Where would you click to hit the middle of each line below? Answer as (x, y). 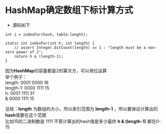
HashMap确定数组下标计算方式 (69, 10)
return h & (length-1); (39, 56)
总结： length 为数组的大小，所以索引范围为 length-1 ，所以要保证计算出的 (82, 108)
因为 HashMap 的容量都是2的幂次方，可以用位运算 (56, 70)
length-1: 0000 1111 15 (27, 87)
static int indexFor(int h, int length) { (50, 43)
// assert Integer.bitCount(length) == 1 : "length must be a (80, 47)
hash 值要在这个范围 (26, 115)
